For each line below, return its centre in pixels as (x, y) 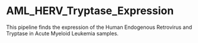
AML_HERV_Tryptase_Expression (90, 11)
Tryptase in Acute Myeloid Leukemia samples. (62, 33)
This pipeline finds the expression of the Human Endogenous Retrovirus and (99, 27)
